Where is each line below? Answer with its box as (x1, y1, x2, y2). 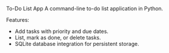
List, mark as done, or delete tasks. (14, 34, 101, 41)
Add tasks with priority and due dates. (14, 28, 109, 35)
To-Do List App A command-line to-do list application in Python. (6, 5, 164, 12)
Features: (6, 16, 30, 23)
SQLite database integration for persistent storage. (14, 41, 139, 47)
